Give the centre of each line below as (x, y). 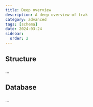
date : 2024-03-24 (24, 29)
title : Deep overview (28, 10)
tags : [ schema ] (21, 24)
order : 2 (19, 39)
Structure (21, 59)
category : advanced (26, 19)
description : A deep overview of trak (46, 15)
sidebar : (15, 34)
